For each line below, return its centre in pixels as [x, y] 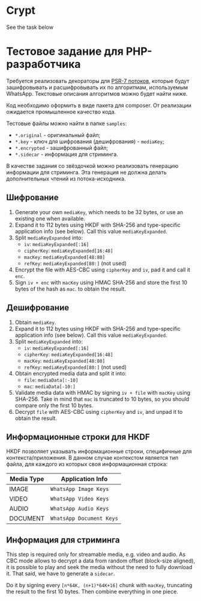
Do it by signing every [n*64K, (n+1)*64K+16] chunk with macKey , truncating [99, 585]
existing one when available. [50, 218]
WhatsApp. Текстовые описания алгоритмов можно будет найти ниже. [97, 93]
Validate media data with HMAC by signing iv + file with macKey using [103, 392]
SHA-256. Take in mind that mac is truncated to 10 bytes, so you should [102, 399]
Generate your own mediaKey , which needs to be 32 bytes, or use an [99, 212]
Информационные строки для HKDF [78, 437]
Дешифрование [38, 308]
